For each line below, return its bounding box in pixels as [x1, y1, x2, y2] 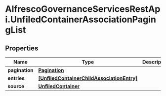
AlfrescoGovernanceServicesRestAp [5, 3, 161, 15]
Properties [5, 44, 39, 52]
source [7, 83, 25, 90]
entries [7, 75, 25, 82]
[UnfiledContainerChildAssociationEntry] [38, 75, 138, 82]
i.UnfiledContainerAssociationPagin [5, 14, 157, 25]
